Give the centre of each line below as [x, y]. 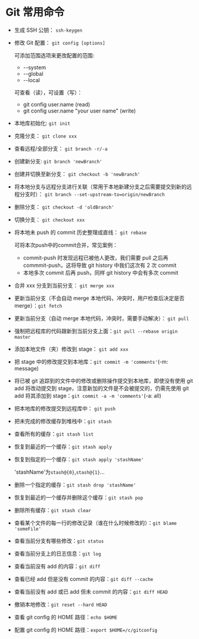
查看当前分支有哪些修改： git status [59, 541]
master [22, 337]
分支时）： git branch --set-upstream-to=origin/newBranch [92, 194]
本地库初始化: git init [42, 123]
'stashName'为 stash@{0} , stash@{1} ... [59, 472]
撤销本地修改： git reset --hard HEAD [61, 604]
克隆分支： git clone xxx [45, 136]
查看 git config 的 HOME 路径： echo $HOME [66, 617]
